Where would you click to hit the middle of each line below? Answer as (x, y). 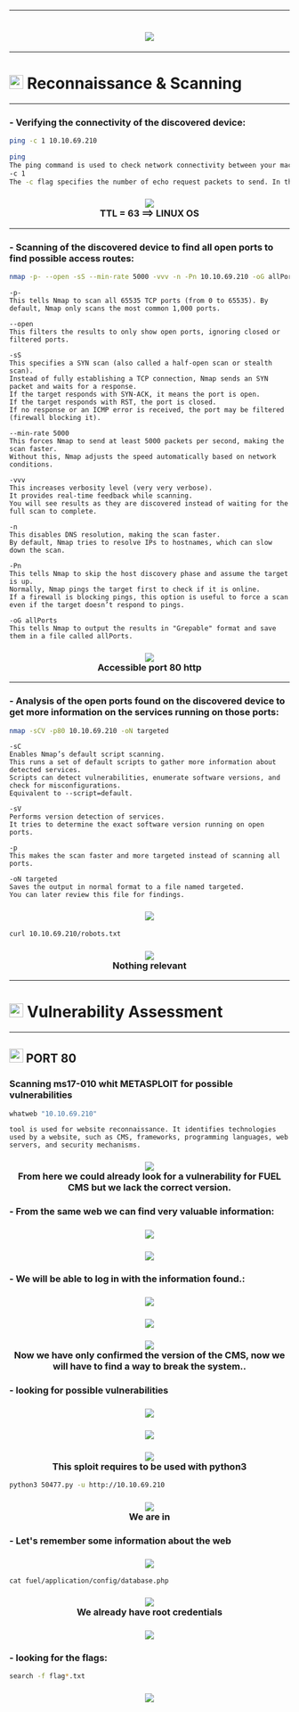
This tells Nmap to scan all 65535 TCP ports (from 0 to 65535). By (139, 301)
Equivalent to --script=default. (71, 794)
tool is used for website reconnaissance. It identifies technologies (143, 1130)
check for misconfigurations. (65, 786)
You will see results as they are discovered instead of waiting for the (149, 504)
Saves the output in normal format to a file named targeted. (127, 887)
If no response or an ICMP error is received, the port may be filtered (147, 410)
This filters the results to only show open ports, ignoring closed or (145, 332)
